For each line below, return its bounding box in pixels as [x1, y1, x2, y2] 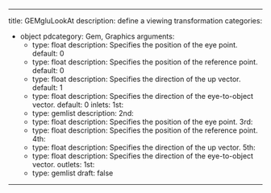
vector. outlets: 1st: [31, 160, 95, 169]
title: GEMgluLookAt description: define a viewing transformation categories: [8, 16, 263, 25]
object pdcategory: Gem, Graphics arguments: [19, 31, 175, 41]
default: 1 [31, 83, 63, 92]
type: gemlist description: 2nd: [31, 109, 135, 117]
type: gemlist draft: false [31, 168, 114, 178]
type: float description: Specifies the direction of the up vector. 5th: [31, 142, 256, 152]
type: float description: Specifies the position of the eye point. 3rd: [31, 117, 253, 126]
